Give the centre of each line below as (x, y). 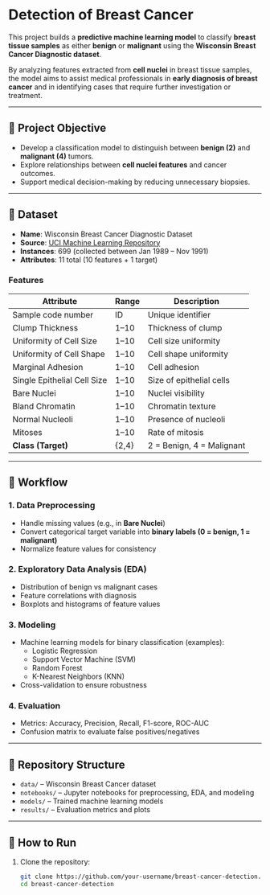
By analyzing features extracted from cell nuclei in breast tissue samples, (130, 69)
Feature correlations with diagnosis (78, 595)
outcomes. (38, 173)
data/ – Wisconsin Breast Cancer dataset (88, 784)
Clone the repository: (55, 862)
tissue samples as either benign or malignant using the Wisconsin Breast (132, 45)
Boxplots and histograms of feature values (90, 604)
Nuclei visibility (176, 393)
